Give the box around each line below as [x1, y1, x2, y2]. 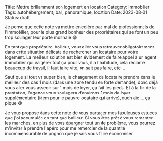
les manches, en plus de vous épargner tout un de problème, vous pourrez [5, 120, 155, 126]
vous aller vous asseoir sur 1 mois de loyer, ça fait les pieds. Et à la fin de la [5, 85, 156, 90]
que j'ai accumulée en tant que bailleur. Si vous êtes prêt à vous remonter [5, 115, 153, 120]
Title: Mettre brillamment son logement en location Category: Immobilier [5, 4, 150, 10]
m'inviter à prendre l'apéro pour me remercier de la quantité [5, 125, 125, 131]
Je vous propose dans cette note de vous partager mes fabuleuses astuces [5, 110, 157, 116]
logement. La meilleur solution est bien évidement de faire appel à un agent [5, 54, 157, 60]
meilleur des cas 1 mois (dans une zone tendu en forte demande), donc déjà [5, 79, 158, 85]
